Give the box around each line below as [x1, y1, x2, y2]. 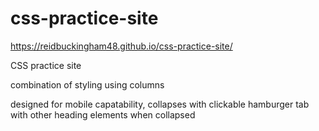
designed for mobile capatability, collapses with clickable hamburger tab [10, 98, 310, 110]
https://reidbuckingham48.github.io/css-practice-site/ [10, 40, 233, 52]
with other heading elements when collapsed [10, 108, 196, 121]
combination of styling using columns [10, 78, 165, 91]
